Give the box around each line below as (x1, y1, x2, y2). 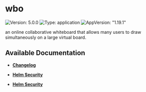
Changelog (12, 62, 36, 68)
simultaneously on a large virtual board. (5, 34, 86, 40)
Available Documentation (5, 49, 86, 57)
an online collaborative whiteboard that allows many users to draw (5, 29, 142, 35)
